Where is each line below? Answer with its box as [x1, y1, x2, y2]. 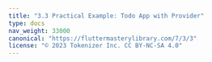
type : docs [8, 19, 45, 27]
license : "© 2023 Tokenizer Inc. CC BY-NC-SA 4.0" [8, 42, 183, 50]
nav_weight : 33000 [8, 27, 70, 35]
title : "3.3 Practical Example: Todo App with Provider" [8, 11, 205, 20]
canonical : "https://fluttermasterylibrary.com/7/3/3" [8, 34, 197, 43]
